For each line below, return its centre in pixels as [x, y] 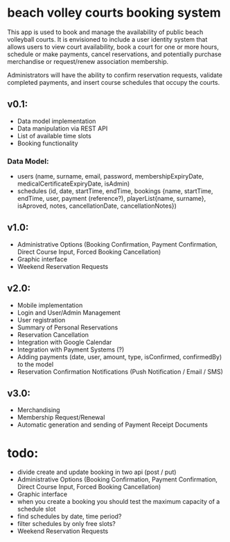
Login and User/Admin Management [69, 312]
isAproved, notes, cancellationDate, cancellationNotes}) [97, 206]
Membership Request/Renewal [61, 418]
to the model [35, 364]
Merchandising [38, 410]
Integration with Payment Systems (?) [71, 350]
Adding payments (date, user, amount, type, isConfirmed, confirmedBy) [120, 356]
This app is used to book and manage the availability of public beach [105, 32]
